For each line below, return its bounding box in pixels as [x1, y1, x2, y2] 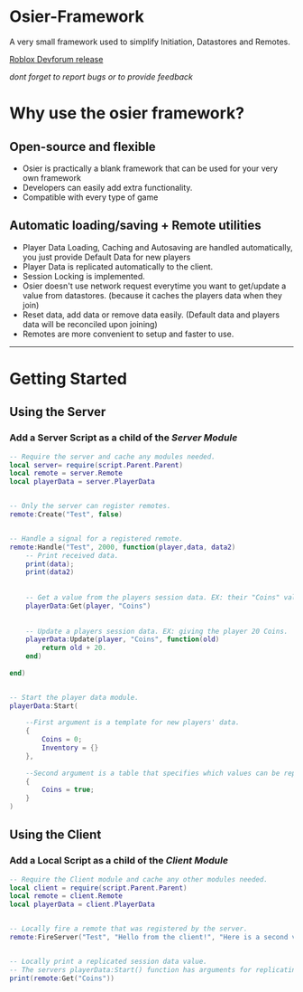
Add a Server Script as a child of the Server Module [9, 431, 238, 444]
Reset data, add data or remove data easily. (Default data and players [22, 309, 280, 320]
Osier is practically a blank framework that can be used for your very [22, 163, 278, 174]
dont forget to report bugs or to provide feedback [9, 71, 194, 82]
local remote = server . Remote [9, 468, 124, 478]
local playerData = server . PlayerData [9, 477, 155, 487]
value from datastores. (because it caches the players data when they [22, 289, 282, 300]
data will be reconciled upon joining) [22, 318, 158, 329]
